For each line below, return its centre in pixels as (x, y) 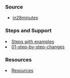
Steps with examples (33, 41)
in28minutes (25, 18)
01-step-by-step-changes (38, 47)
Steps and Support (28, 31)
